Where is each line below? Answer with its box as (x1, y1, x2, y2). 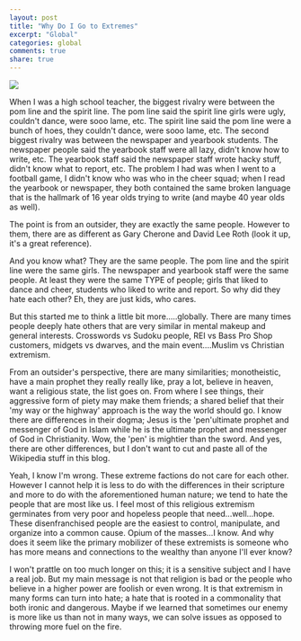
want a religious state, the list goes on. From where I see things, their (9, 386, 265, 396)
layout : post (9, 13, 58, 22)
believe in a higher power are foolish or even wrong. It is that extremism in (9, 583, 283, 593)
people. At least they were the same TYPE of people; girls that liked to (9, 275, 269, 285)
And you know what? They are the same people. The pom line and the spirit (9, 255, 289, 266)
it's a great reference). (9, 238, 93, 248)
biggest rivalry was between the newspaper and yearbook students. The (9, 135, 279, 145)
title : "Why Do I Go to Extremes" (9, 22, 139, 31)
